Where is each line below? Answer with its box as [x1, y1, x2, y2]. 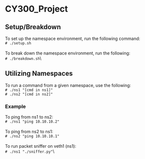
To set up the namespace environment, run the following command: [5, 35, 141, 41]
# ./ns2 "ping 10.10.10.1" [5, 134, 60, 139]
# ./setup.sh [5, 41, 32, 46]
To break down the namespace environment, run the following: [5, 50, 130, 56]
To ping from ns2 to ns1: [5, 129, 53, 135]
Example [5, 103, 26, 110]
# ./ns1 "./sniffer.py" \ [5, 148, 55, 154]
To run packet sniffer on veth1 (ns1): [5, 143, 77, 149]
